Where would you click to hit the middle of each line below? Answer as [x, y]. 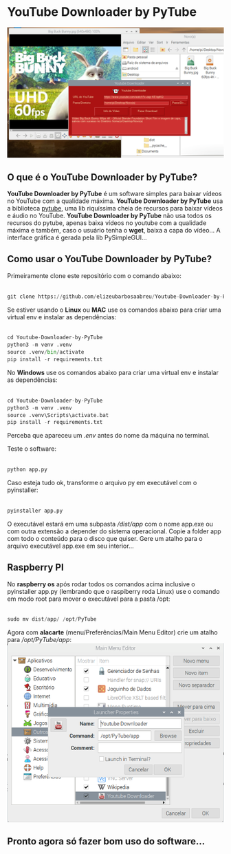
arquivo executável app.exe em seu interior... [70, 546]
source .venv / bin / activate [46, 352]
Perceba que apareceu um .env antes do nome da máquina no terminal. [108, 436]
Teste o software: [32, 449]
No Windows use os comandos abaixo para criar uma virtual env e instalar [113, 372]
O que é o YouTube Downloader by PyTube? [102, 177]
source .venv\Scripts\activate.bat [58, 415]
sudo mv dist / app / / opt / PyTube [52, 619]
